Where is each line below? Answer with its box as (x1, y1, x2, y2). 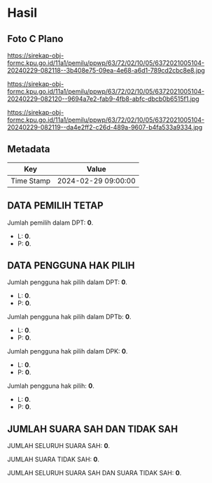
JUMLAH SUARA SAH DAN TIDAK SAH (7, 423, 178, 435)
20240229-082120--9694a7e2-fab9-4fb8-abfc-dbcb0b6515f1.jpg (7, 94, 199, 103)
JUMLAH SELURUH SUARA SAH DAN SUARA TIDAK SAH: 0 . (7, 469, 182, 477)
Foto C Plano (7, 33, 64, 45)
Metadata (7, 143, 50, 155)
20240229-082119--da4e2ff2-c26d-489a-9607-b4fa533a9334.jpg (7, 123, 203, 131)
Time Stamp (10, 176, 51, 185)
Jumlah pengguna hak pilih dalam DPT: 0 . (7, 278, 128, 286)
